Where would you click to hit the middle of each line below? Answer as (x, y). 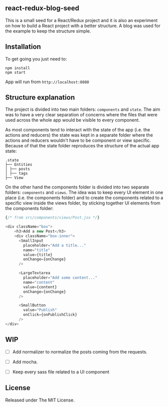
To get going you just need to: (36, 59)
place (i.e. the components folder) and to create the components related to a (84, 198)
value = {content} (40, 287)
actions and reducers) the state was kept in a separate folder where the (79, 135)
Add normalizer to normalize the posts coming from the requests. (80, 352)
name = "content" (39, 282)
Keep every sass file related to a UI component (61, 372)
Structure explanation (40, 97)
